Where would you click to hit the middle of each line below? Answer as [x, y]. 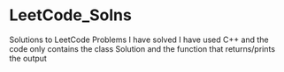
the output [28, 58]
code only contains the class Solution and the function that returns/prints [142, 48]
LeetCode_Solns [71, 15]
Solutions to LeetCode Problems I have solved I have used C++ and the [139, 40]
